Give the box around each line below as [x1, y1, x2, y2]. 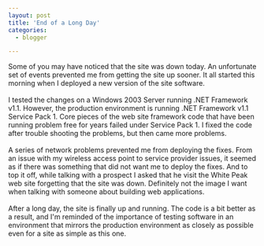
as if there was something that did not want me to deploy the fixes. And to [8, 162, 248, 171]
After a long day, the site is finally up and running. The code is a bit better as [8, 204, 256, 213]
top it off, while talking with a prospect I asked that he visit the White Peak [8, 171, 248, 180]
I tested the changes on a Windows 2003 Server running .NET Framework [8, 95, 248, 105]
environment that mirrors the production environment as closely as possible [8, 221, 254, 230]
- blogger [15, 33, 47, 42]
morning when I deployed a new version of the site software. [8, 79, 205, 88]
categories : [8, 26, 47, 34]
